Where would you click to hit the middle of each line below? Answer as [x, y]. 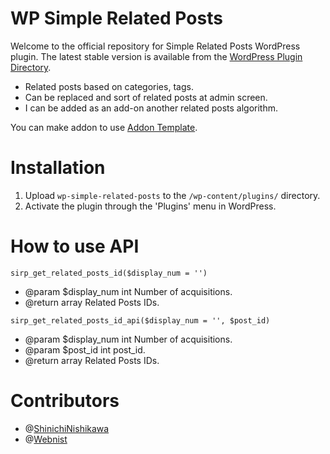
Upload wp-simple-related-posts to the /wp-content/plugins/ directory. [172, 195]
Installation [58, 168]
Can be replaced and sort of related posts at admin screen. [146, 97]
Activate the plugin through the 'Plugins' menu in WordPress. [150, 206]
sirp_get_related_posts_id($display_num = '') [109, 273]
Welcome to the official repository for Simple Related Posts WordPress [155, 46]
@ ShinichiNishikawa [67, 428]
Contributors [65, 401]
